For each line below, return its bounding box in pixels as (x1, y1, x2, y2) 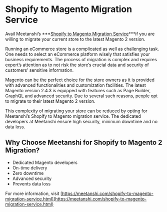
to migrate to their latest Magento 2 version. (5, 98, 96, 104)
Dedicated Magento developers (12, 159, 77, 165)
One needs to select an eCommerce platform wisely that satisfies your (5, 51, 150, 57)
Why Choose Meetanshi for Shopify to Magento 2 (5, 138, 162, 147)
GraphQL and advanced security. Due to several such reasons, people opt (5, 93, 158, 99)
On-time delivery (12, 164, 47, 171)
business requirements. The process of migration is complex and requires (5, 56, 157, 62)
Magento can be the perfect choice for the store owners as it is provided (5, 77, 155, 83)
